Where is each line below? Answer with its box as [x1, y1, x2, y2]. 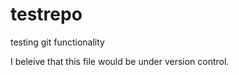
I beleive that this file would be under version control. [10, 55, 230, 67]
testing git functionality [10, 36, 105, 48]
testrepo [10, 3, 83, 26]
